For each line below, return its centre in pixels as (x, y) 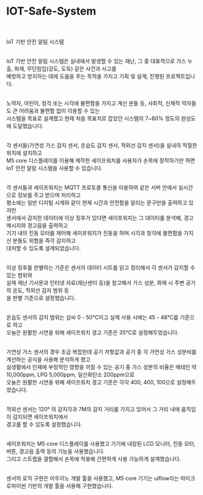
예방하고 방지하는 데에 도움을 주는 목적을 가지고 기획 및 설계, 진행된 (85, 76)
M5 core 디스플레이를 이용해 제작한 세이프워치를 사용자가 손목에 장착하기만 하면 (101, 160)
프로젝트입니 (181, 76)
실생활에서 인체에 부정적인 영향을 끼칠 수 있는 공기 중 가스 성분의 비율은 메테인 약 (101, 367)
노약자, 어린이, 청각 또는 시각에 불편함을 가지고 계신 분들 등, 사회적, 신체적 (93, 103)
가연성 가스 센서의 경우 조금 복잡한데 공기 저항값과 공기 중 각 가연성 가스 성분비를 (101, 352)
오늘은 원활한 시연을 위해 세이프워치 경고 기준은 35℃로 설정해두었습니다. (93, 332)
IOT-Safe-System (51, 11)
